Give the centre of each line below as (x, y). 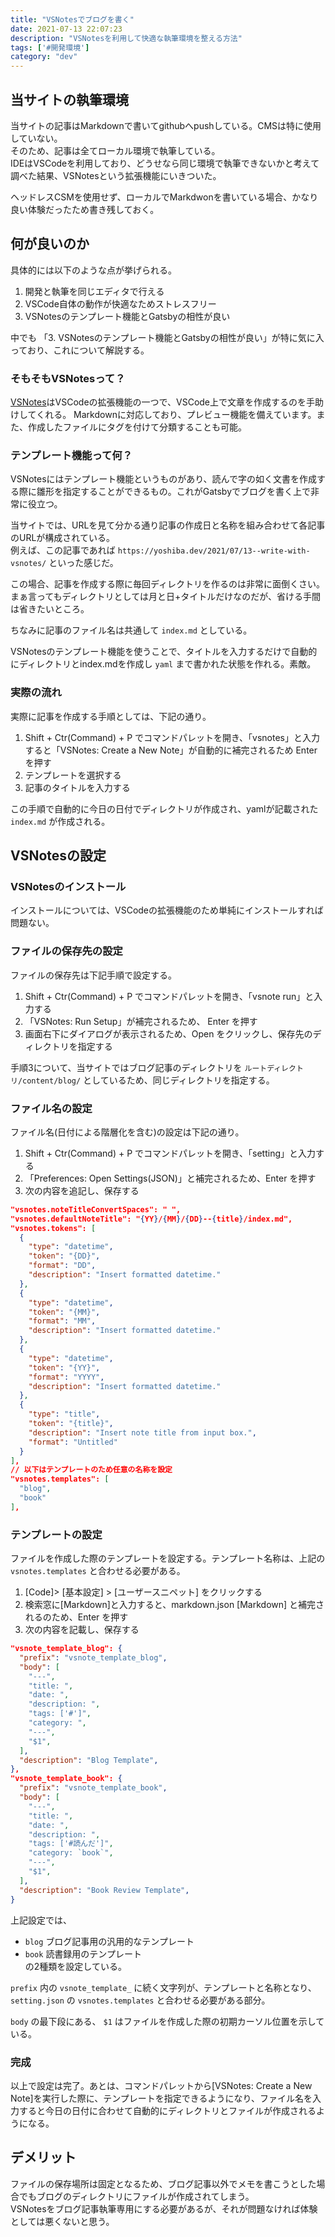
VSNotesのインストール (68, 886)
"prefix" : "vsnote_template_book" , (93, 1788)
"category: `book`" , (71, 1853)
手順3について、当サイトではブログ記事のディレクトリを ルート (139, 1067)
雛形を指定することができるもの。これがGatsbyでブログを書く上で (174, 492)
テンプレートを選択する (73, 775)
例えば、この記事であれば (63, 550)
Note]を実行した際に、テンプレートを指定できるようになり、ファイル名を (161, 2098)
